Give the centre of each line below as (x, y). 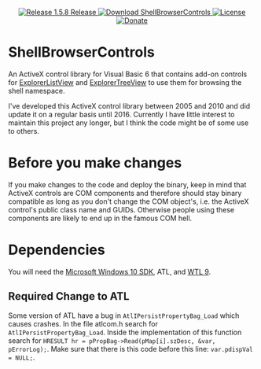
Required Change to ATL (69, 296)
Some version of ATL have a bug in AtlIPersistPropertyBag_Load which (124, 315)
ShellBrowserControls (81, 52)
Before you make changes (95, 163)
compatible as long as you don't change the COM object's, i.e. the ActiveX (129, 201)
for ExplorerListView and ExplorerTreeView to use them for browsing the (125, 82)
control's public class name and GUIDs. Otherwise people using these (121, 209)
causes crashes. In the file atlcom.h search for (83, 323)
